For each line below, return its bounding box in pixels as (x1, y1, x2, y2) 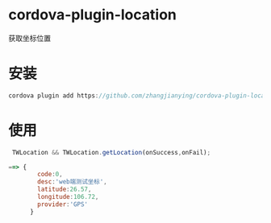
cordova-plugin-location (8, 6, 177, 24)
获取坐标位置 (8, 33, 51, 43)
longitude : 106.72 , (37, 193, 99, 201)
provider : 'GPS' (37, 200, 89, 209)
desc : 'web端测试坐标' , (37, 178, 107, 186)
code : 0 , (37, 171, 63, 179)
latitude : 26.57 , (37, 185, 92, 194)
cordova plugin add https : (8, 91, 99, 100)
